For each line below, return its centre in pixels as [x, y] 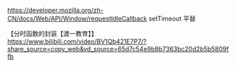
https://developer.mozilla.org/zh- [56, 10]
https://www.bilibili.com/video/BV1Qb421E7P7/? [77, 41]
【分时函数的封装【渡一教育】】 [52, 33]
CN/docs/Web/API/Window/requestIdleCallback [77, 18]
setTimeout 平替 [172, 18]
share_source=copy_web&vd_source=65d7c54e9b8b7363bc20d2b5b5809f [118, 49]
